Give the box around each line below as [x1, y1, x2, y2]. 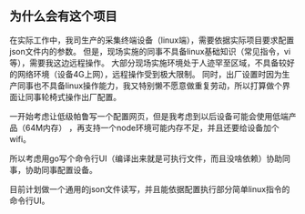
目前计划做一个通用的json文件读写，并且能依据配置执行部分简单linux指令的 [9, 183, 290, 194]
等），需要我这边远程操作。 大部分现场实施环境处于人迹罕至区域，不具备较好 [9, 57, 295, 68]
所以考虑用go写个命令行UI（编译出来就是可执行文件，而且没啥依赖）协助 [9, 153, 283, 164]
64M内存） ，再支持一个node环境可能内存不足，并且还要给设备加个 [25, 122, 280, 133]
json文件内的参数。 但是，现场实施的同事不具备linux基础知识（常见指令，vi [9, 46, 291, 56]
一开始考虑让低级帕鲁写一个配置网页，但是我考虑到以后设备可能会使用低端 [9, 110, 289, 121]
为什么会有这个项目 [9, 8, 117, 25]
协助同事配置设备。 [25, 164, 97, 175]
